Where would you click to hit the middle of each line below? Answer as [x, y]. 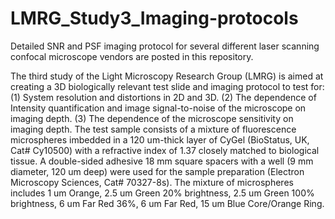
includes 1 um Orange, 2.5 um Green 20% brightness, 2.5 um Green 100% [162, 193]
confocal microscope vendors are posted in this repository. [132, 56]
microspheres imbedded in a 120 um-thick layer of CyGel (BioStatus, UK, [160, 139]
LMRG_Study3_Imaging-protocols [154, 18]
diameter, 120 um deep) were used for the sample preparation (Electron [157, 171]
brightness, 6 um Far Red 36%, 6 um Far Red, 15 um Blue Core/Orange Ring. [167, 203]
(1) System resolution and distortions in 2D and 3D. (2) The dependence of [163, 97]
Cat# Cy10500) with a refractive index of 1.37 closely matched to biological [165, 150]
